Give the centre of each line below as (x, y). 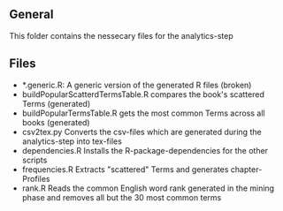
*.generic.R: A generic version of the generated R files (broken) (137, 85)
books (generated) (56, 122)
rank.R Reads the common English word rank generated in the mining (148, 188)
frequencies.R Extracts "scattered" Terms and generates (125, 169)
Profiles (36, 178)
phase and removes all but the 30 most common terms (122, 197)
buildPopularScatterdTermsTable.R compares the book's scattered (143, 94)
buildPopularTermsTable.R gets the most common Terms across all (143, 113)
